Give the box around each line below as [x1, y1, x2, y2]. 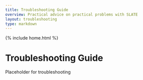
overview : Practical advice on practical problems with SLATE [5, 12, 138, 17]
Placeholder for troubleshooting [5, 69, 71, 75]
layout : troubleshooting [5, 16, 57, 21]
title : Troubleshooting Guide [5, 7, 69, 12]
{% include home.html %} [5, 35, 59, 41]
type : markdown [5, 21, 37, 26]
